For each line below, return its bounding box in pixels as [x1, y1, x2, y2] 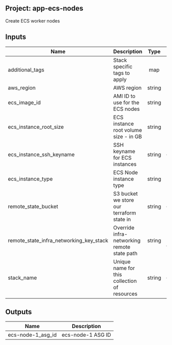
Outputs [5, 308, 32, 316]
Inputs [5, 33, 27, 42]
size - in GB [113, 133, 142, 140]
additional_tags [8, 66, 45, 73]
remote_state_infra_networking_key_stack [8, 237, 109, 244]
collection [113, 277, 137, 284]
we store [113, 196, 134, 203]
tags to [113, 69, 130, 76]
